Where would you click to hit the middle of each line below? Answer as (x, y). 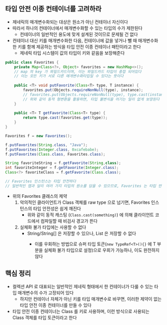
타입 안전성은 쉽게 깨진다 (57, 208)
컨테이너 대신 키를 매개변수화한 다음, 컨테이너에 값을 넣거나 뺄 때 (75, 40)
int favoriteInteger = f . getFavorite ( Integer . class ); (62, 168)
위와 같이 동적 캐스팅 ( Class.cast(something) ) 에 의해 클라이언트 (90, 215)
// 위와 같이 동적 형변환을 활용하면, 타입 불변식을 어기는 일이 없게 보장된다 (91, 99)
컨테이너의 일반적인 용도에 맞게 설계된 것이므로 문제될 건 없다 (79, 34)
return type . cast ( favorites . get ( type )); (65, 118)
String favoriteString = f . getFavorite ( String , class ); (63, 163)
